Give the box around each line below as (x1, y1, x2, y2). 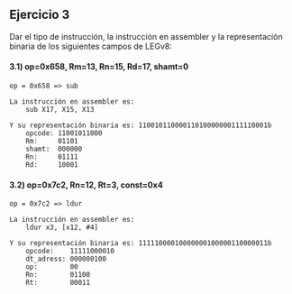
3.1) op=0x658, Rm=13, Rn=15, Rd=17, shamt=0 (9, 61, 189, 72)
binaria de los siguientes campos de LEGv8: (9, 41, 173, 51)
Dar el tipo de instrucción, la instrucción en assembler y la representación (9, 31, 283, 41)
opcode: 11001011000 (25, 129, 103, 138)
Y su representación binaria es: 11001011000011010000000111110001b (9, 121, 272, 130)
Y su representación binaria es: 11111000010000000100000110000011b (9, 239, 272, 248)
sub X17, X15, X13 (25, 106, 95, 115)
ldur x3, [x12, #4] (25, 223, 99, 233)
